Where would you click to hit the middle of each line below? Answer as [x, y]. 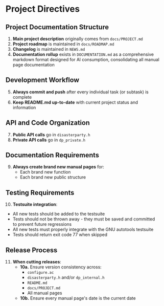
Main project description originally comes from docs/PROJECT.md [78, 39]
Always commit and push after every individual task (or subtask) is [81, 92]
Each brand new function [45, 172]
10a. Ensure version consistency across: [61, 267]
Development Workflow [43, 80]
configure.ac [41, 273]
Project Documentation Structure [57, 27]
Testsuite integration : [35, 204]
